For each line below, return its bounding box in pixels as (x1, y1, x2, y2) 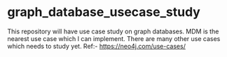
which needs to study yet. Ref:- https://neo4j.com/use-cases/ (7, 42, 186, 50)
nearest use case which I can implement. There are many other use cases (7, 34, 221, 42)
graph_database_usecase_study (7, 4, 201, 20)
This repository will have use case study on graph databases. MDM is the (7, 27, 219, 35)
